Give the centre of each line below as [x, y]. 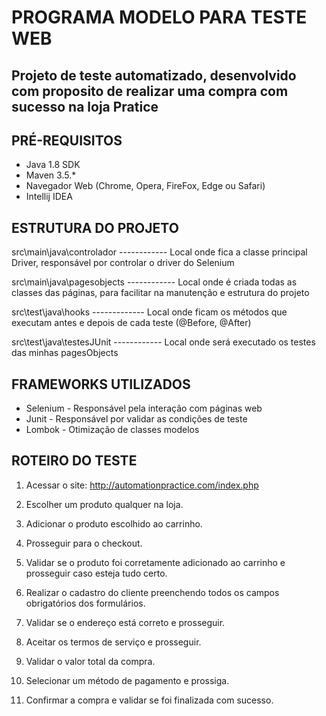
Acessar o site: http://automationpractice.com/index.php [142, 485]
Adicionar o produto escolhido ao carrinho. [114, 523]
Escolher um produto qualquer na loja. [104, 504]
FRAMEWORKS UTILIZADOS [101, 384]
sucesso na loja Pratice [85, 106]
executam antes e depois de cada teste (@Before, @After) [131, 323]
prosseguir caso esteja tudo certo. [96, 573]
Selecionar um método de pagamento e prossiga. [127, 680]
